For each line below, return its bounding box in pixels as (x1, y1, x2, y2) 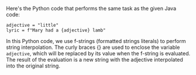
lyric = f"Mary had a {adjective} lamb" (6, 27, 106, 33)
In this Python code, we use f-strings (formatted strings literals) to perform (6, 38, 186, 44)
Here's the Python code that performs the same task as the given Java (6, 5, 177, 12)
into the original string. (6, 62, 60, 69)
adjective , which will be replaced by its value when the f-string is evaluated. (6, 50, 191, 57)
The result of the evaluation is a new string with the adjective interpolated (6, 56, 183, 63)
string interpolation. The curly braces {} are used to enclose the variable (6, 44, 180, 51)
